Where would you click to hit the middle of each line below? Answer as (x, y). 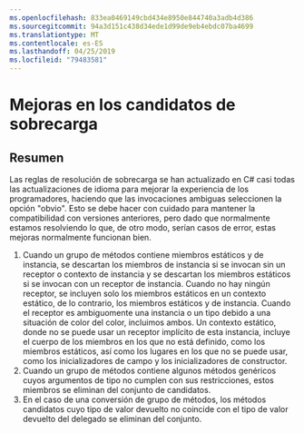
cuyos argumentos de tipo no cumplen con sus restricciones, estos (148, 380)
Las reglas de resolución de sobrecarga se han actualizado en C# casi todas (152, 179)
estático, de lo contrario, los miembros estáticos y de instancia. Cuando (157, 303)
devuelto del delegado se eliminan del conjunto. (112, 419)
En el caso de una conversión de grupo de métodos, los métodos (144, 399)
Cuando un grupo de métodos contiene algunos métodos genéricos (149, 370)
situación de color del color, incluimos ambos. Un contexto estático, (149, 322)
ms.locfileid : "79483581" (58, 60)
